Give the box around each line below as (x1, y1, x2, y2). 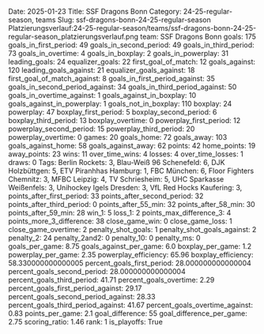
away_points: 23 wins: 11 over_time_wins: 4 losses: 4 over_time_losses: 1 (8, 149, 243, 159)
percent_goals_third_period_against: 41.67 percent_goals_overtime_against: (8, 300, 253, 310)
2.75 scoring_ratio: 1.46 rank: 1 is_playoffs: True (8, 317, 164, 326)
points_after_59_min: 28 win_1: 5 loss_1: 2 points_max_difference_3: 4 (8, 208, 232, 217)
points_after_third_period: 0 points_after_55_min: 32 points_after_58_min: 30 (8, 200, 255, 208)
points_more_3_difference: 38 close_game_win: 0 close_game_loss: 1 (8, 216, 232, 226)
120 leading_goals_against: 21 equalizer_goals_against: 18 (8, 66, 195, 74)
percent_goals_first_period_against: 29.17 (8, 283, 142, 293)
